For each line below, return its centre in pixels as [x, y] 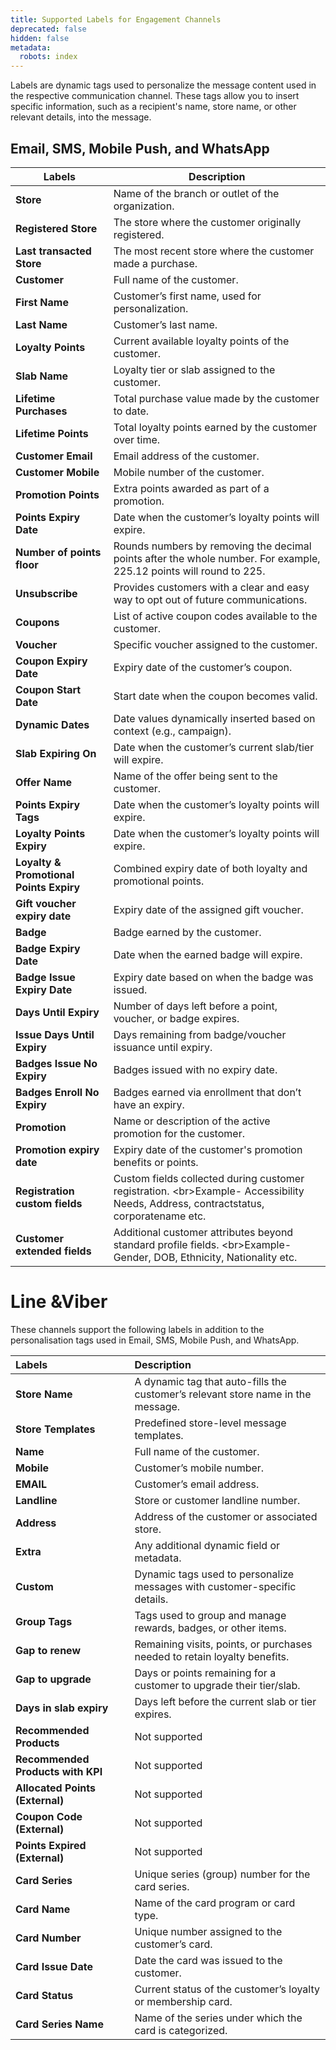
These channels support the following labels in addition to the [137, 1329]
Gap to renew [48, 1650]
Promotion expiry [57, 1149]
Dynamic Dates [52, 724]
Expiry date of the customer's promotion [208, 1149]
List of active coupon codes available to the [215, 616]
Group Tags [44, 1621]
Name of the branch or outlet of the [196, 193]
